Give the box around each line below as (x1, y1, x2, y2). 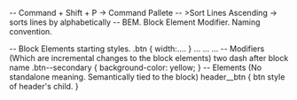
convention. (9, 27, 53, 36)
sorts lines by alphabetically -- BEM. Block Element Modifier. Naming (9, 17, 261, 27)
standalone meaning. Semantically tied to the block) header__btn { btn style (9, 72, 285, 82)
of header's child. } (9, 81, 80, 91)
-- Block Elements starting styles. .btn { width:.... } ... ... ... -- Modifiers (9, 43, 265, 54)
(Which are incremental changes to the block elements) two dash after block (9, 53, 289, 63)
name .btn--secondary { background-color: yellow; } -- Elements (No (9, 62, 262, 73)
